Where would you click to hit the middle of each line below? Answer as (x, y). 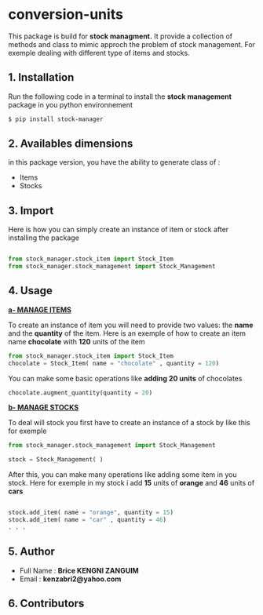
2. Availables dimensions (71, 144)
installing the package (44, 238)
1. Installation (41, 77)
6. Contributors (46, 604)
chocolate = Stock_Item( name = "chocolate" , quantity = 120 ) (114, 363)
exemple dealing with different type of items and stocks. (99, 53)
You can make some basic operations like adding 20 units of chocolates (125, 378)
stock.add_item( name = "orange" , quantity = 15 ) (91, 513)
